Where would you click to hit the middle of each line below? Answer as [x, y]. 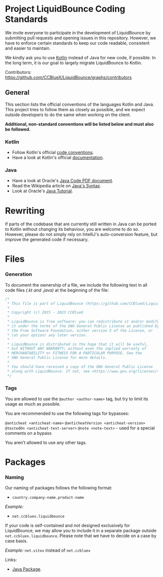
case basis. [16, 541]
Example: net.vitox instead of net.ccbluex [48, 550]
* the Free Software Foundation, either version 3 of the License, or [80, 331]
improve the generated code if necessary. [47, 239]
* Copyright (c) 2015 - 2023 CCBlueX [45, 313]
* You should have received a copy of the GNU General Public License [80, 367]
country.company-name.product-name [48, 498]
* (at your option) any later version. [48, 335]
